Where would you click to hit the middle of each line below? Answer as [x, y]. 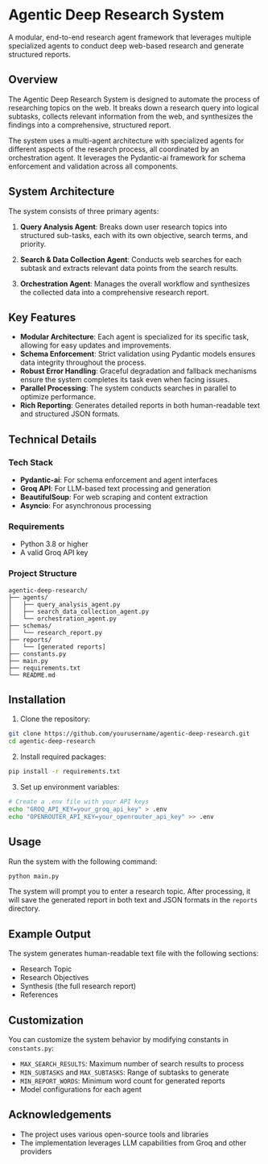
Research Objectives [54, 978]
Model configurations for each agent [81, 1090]
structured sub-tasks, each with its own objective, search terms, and [134, 235]
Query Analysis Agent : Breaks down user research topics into [124, 227]
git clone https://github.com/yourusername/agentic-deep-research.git [129, 734]
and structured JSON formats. [70, 414]
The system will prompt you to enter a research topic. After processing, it [130, 891]
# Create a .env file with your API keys [79, 802]
